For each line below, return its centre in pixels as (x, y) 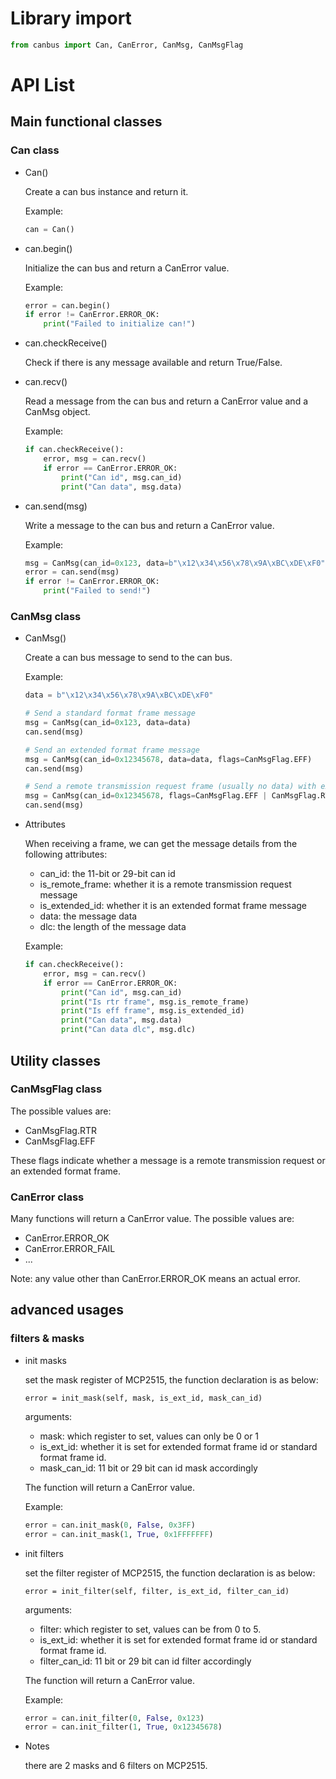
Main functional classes (86, 122)
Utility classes (55, 1060)
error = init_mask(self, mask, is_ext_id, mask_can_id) (143, 1398)
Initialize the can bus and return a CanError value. (127, 268)
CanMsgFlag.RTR (60, 1130)
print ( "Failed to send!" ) (97, 591)
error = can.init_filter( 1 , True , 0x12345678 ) (123, 1727)
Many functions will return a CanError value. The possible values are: (152, 1219)
